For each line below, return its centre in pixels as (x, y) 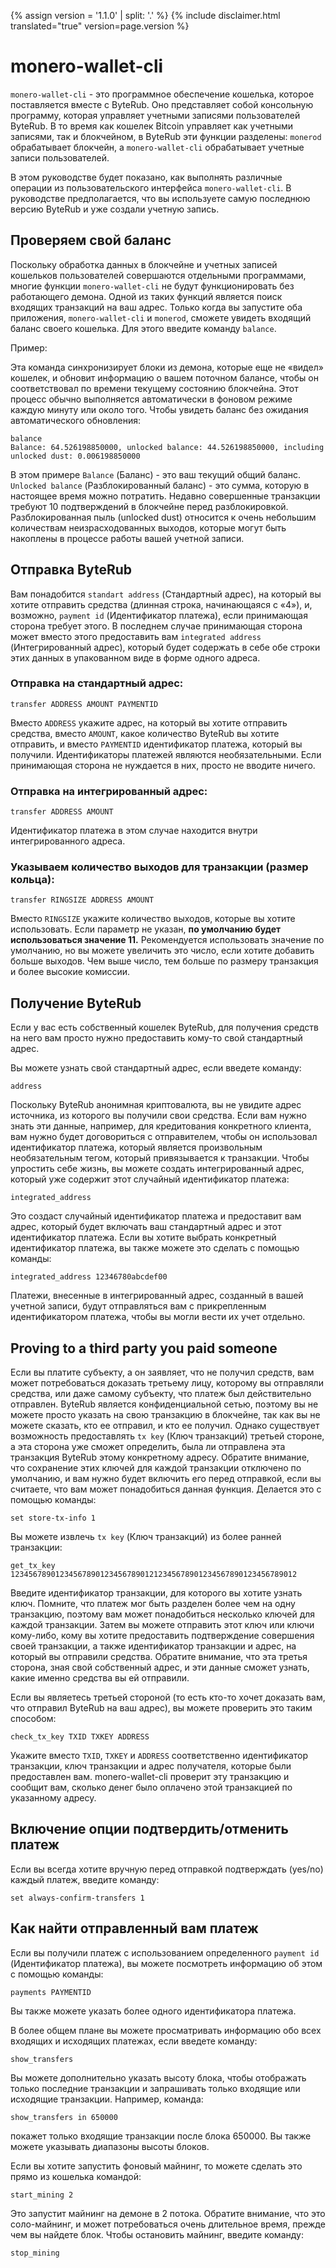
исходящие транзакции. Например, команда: (107, 2099)
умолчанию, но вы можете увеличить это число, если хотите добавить (162, 951)
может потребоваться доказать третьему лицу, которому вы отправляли (167, 1383)
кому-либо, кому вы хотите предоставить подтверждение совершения (162, 1636)
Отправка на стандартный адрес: (97, 683)
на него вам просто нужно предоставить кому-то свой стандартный (156, 1038)
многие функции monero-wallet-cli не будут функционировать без (152, 286)
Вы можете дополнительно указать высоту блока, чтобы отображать (158, 2077)
